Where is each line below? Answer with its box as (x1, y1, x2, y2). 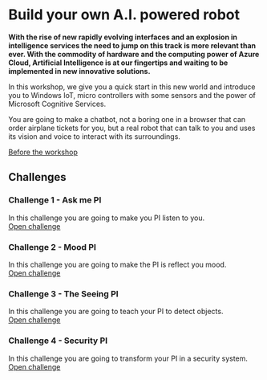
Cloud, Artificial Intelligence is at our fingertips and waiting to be (8, 58, 229, 67)
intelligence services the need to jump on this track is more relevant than (8, 40, 257, 50)
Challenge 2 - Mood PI (8, 241, 96, 252)
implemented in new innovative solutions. (8, 66, 151, 76)
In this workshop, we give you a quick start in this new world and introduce (8, 82, 256, 92)
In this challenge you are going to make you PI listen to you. (8, 213, 205, 223)
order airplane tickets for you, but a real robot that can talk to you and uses (8, 123, 256, 133)
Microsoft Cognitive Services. (8, 99, 107, 108)
